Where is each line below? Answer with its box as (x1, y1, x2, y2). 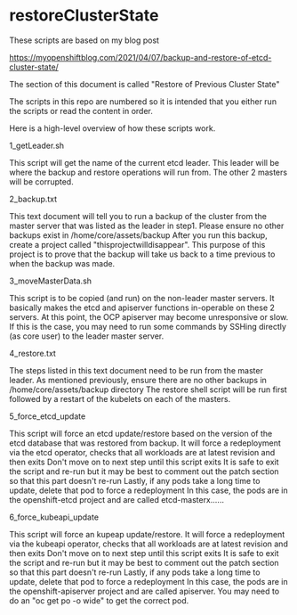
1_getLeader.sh (9, 140, 65, 151)
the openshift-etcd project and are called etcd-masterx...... (9, 494, 225, 504)
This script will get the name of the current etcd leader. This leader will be (9, 157, 280, 168)
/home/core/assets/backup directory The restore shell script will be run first (9, 384, 287, 395)
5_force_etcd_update (9, 411, 86, 422)
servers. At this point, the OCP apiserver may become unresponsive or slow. (9, 311, 289, 322)
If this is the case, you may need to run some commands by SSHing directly (9, 321, 287, 332)
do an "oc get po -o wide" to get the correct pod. (9, 594, 189, 606)
